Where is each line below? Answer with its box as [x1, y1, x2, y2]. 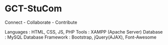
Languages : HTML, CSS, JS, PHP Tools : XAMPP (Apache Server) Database [5, 29, 163, 35]
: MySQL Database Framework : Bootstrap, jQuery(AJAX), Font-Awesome [5, 34, 157, 40]
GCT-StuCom [5, 3, 62, 14]
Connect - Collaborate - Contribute [5, 19, 77, 25]
